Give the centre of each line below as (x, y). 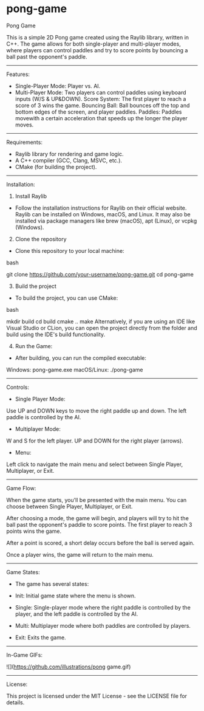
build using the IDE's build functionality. (56, 334)
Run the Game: (34, 346)
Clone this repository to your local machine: (70, 250)
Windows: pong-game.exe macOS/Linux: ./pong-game (75, 369)
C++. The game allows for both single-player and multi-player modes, (93, 44)
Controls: (18, 387)
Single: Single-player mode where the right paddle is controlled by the (103, 607)
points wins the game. (34, 531)
